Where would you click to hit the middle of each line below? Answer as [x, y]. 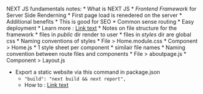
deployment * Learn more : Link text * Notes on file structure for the [92, 28]
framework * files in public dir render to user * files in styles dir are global [99, 35]
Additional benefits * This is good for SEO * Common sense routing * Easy [100, 22]
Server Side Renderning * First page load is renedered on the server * [94, 15]
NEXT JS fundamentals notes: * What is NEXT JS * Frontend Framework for [102, 9]
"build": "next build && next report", [75, 79]
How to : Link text [46, 85]
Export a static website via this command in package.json [87, 72]
